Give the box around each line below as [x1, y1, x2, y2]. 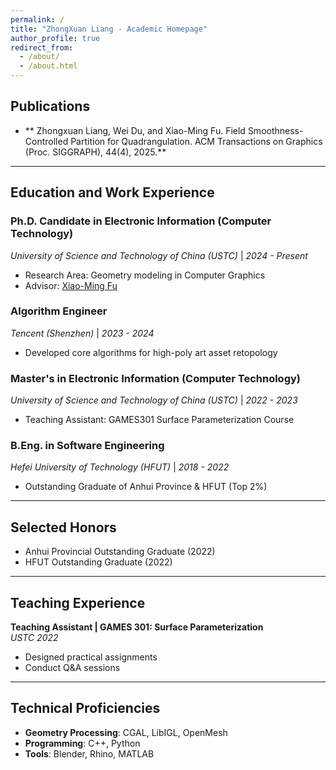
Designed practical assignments [24, 651, 158, 663]
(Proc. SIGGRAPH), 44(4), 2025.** [24, 146, 167, 158]
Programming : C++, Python [24, 737, 141, 749]
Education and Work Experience [10, 184, 215, 201]
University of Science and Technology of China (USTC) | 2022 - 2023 [10, 394, 298, 406]
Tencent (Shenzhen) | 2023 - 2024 [10, 327, 155, 339]
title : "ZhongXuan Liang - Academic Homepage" [10, 24, 208, 34]
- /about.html [19, 61, 78, 71]
